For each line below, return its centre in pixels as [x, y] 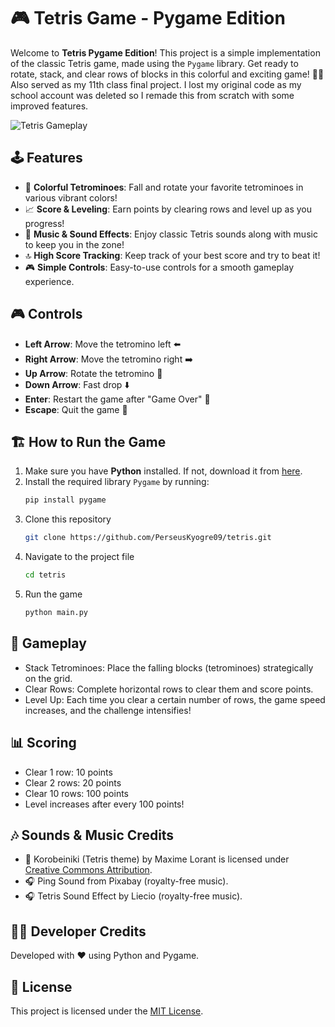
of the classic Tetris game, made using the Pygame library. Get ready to [154, 63]
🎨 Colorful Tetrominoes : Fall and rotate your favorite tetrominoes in [164, 187]
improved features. [49, 106]
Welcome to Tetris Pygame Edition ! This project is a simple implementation [165, 52]
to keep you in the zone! [74, 244]
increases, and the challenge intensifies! [108, 710]
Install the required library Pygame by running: [117, 482]
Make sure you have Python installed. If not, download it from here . [163, 471]
